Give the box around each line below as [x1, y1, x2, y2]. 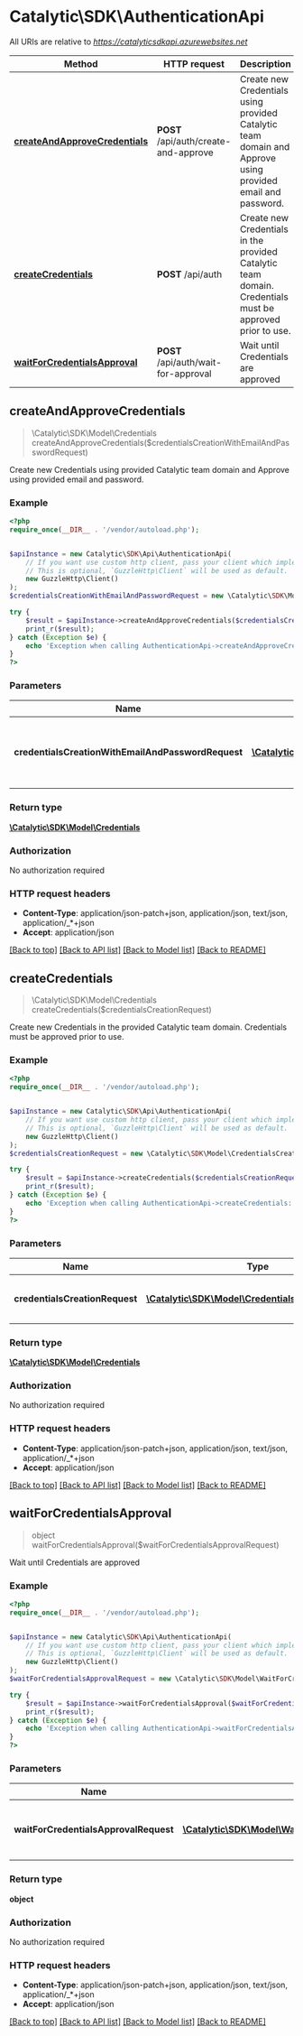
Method [63, 57, 98, 69]
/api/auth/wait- [156, 356, 223, 368]
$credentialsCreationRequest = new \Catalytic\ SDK [9, 1149, 204, 1158]
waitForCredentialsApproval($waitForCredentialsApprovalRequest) [31, 1539, 280, 1550]
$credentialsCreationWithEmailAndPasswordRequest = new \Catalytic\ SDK [9, 591, 284, 601]
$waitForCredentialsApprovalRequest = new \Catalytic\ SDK [9, 1674, 232, 1684]
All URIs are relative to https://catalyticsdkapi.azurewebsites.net [9, 36, 248, 47]
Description [239, 57, 291, 69]
